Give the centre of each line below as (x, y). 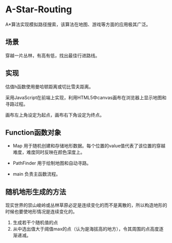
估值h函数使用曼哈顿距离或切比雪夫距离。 (50, 86)
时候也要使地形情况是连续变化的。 (41, 212)
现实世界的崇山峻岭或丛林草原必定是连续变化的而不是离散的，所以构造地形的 (86, 205)
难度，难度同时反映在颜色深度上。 (49, 152)
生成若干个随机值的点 (35, 222)
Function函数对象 (33, 132)
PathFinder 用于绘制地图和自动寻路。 (52, 163)
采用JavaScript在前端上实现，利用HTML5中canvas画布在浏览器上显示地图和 (86, 97)
